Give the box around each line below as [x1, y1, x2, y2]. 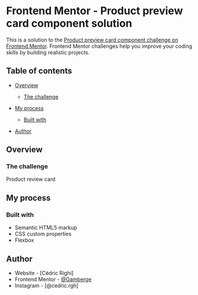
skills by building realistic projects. [6, 48, 90, 56]
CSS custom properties [14, 231, 72, 238]
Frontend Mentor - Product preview [6, 4, 183, 18]
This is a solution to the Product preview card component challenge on [6, 36, 178, 43]
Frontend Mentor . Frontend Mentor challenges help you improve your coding [6, 43, 193, 50]
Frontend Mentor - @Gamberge [14, 275, 92, 283]
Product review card [6, 176, 56, 183]
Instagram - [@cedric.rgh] [14, 282, 79, 289]
